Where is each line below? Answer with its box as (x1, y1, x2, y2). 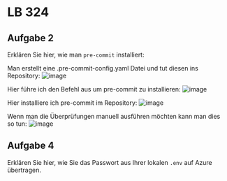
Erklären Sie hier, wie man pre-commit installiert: (7, 50, 145, 59)
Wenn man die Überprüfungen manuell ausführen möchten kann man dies (7, 113, 221, 120)
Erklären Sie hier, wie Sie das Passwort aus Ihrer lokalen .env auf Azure (7, 158, 213, 166)
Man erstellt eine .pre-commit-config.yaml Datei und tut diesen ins (7, 64, 199, 72)
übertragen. (7, 166, 42, 174)
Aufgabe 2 (7, 32, 54, 44)
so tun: (7, 120, 27, 128)
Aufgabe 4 (7, 140, 54, 152)
